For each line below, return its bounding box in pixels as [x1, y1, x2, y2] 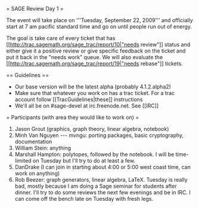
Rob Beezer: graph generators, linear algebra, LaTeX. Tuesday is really [14, 176, 188, 183]
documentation [14, 138, 52, 145]
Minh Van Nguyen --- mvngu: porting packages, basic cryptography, [14, 131, 184, 139]
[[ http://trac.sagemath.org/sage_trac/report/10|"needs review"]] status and [6, 41, 191, 48]
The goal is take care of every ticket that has [6, 35, 116, 41]
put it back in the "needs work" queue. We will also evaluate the [6, 54, 163, 60]
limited [14, 157, 32, 164]
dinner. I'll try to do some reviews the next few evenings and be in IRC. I [14, 189, 191, 196]
